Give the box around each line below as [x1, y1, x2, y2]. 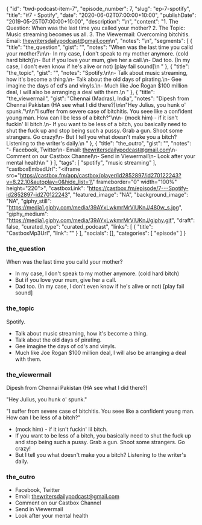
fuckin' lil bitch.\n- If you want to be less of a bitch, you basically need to [6, 121, 187, 127]
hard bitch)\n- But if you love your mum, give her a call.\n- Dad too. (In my [6, 57, 191, 63]
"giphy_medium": [6, 211, 49, 217]
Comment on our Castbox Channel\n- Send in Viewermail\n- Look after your [6, 153, 196, 159]
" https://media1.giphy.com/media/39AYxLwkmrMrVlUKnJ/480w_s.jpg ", [6, 204, 183, 211]
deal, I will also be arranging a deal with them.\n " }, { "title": [6, 89, 155, 95]
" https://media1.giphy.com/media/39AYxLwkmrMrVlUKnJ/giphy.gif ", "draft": [6, 217, 195, 224]
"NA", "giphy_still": [6, 197, 52, 205]
